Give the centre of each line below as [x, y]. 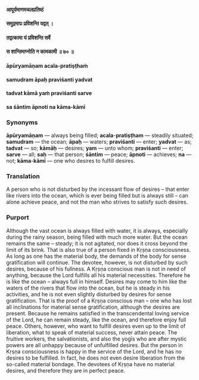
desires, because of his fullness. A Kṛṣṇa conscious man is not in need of [96, 269]
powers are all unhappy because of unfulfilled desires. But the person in [94, 345]
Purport [18, 218]
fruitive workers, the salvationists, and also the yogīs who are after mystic [97, 339]
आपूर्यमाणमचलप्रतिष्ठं [25, 10]
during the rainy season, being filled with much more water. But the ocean [97, 237]
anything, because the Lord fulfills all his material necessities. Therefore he [98, 275]
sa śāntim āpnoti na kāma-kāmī [46, 107]
